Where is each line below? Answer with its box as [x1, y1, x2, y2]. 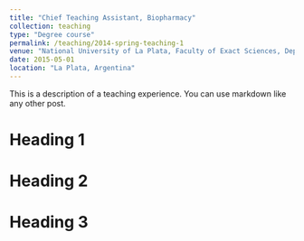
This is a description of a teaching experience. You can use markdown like [9, 88, 287, 99]
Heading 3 [9, 212, 89, 233]
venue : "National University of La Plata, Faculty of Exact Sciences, [9, 47, 281, 56]
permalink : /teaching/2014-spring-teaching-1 [9, 38, 184, 48]
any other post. [9, 97, 66, 108]
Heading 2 [9, 171, 89, 191]
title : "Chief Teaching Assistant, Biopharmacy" [9, 13, 196, 23]
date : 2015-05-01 [9, 55, 75, 64]
